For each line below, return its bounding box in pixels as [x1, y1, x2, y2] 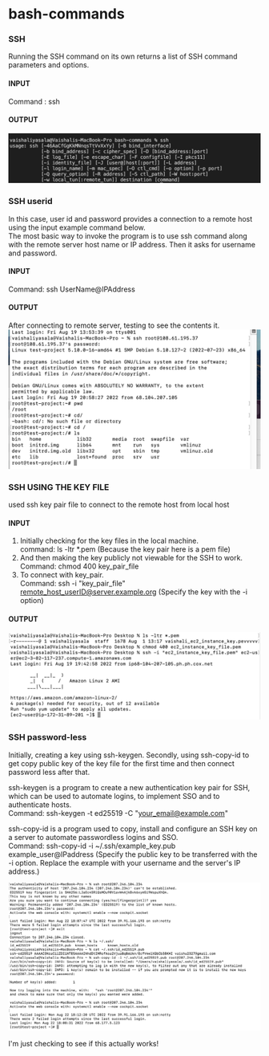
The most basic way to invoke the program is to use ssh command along [8, 230, 248, 241]
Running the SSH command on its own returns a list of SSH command [8, 51, 238, 61]
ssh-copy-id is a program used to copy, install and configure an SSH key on [8, 824, 258, 834]
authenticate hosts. [8, 800, 72, 809]
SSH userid [8, 196, 54, 207]
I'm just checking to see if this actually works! [8, 1038, 159, 1048]
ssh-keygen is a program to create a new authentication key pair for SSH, [8, 782, 251, 792]
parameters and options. [8, 60, 90, 70]
